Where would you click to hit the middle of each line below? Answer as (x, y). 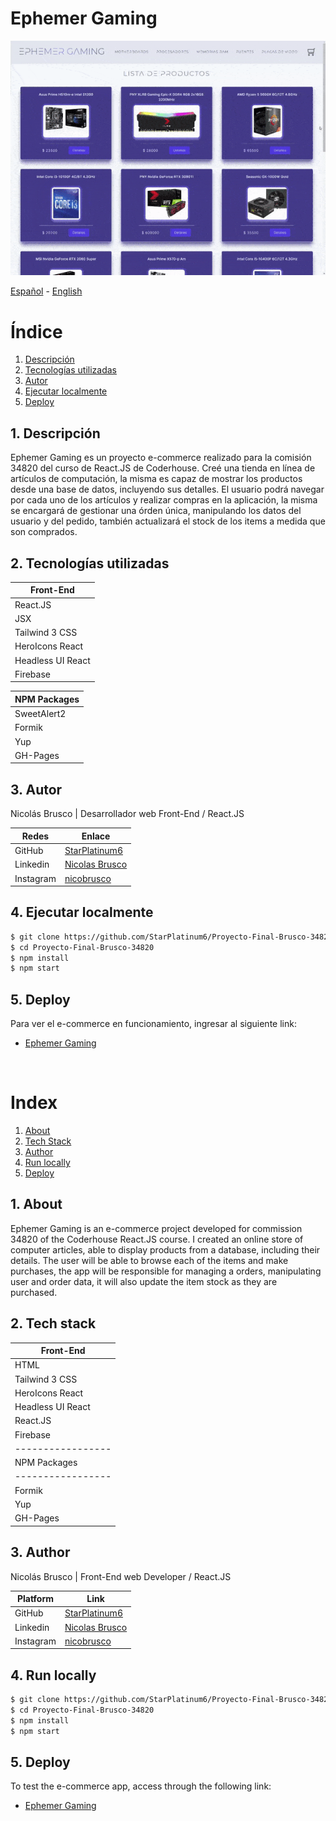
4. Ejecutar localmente (82, 912)
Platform (35, 1599)
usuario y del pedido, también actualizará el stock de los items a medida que (168, 521)
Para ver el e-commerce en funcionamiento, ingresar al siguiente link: (153, 1024)
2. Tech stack (53, 1323)
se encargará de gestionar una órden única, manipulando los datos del (156, 511)
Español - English (46, 291)
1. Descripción (55, 433)
